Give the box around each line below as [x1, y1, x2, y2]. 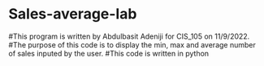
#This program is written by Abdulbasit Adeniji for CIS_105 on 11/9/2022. [8, 31, 250, 41]
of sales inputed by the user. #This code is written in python [8, 48, 210, 58]
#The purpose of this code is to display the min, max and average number [8, 39, 256, 49]
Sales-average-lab [8, 5, 137, 23]
